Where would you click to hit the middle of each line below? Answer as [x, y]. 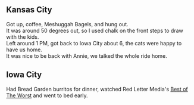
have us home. [24, 50]
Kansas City [29, 10]
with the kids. [23, 37]
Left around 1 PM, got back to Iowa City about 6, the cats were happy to [94, 43]
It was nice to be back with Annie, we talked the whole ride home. [87, 55]
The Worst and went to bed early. [47, 95]
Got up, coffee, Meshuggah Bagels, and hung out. [68, 24]
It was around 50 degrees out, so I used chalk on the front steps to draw [95, 30]
